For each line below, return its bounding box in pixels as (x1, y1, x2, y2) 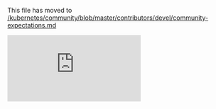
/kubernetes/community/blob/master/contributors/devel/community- (7, 13, 209, 22)
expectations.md (7, 21, 57, 29)
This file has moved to (7, 6, 72, 14)
